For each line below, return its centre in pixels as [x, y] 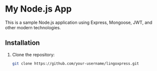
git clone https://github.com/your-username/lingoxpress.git [76, 63]
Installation [22, 43]
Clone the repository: [33, 54]
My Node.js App [39, 9]
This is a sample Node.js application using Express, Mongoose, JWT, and [79, 22]
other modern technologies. [33, 27]
